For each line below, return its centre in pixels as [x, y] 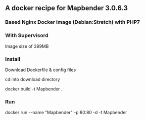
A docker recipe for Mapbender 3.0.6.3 [67, 8]
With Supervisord [27, 36]
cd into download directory [33, 79]
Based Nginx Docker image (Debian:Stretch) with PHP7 [72, 22]
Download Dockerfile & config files [41, 70]
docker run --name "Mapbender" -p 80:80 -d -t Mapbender [66, 113]
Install [13, 59]
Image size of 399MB [27, 46]
